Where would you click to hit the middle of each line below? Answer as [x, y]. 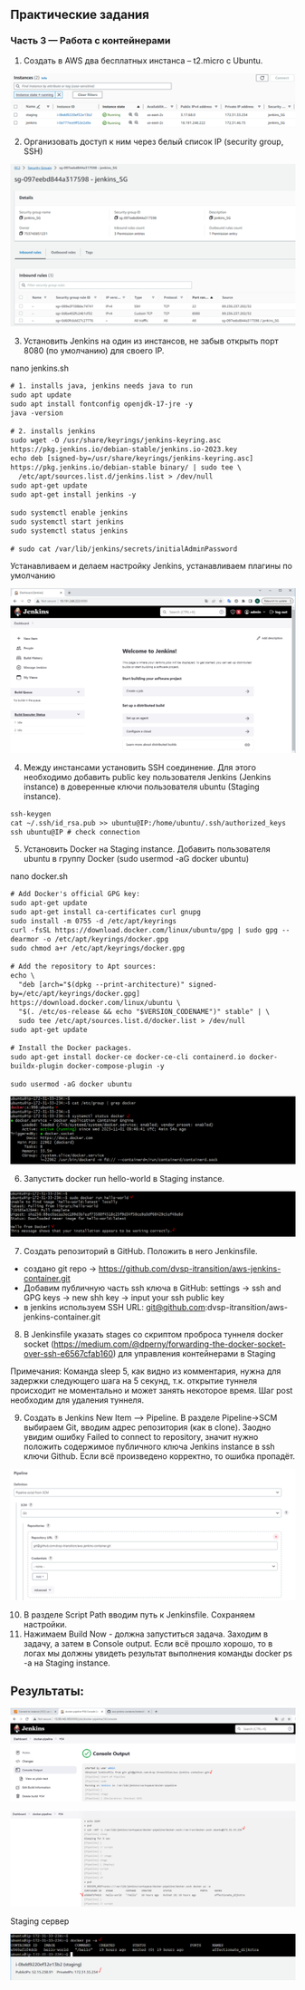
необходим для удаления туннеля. [77, 1400]
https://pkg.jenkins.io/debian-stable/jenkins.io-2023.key [124, 449]
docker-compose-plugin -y [116, 1067]
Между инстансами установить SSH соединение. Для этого [140, 768]
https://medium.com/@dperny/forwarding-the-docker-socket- [170, 1344]
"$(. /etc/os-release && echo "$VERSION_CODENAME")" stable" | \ [144, 1012]
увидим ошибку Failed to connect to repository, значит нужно [141, 1437]
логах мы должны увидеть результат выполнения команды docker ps [158, 1653]
